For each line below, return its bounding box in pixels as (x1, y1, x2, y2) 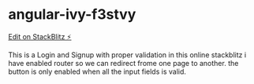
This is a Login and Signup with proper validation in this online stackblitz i (8, 49, 247, 60)
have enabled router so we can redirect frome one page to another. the (8, 58, 239, 68)
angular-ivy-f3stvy (8, 5, 136, 24)
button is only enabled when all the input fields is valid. (8, 67, 187, 76)
